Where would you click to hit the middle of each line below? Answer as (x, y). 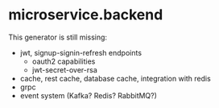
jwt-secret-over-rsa (65, 69)
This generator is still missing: (58, 37)
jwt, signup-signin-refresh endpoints (81, 52)
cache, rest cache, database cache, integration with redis (115, 78)
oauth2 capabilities (64, 61)
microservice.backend (86, 15)
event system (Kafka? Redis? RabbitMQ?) (88, 95)
